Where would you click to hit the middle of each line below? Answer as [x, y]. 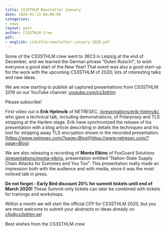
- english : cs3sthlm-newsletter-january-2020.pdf [58, 42]
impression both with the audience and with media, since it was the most [80, 168]
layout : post [19, 28]
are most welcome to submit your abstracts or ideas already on [70, 209]
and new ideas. [21, 77]
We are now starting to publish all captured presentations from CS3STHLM [82, 87]
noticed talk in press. [27, 174]
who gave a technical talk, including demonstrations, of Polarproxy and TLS [83, 117]
